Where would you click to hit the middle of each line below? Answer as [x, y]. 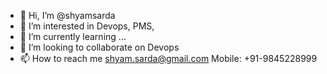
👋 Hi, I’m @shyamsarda [67, 15]
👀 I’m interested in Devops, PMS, [87, 26]
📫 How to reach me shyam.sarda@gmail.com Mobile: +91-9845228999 [168, 58]
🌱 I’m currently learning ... [73, 36]
